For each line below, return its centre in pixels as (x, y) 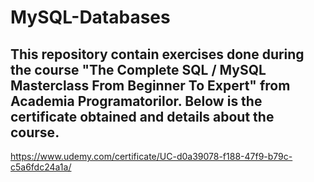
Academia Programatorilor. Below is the (136, 101)
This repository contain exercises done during (157, 54)
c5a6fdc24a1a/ (41, 167)
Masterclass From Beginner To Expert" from (150, 85)
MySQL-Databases (90, 17)
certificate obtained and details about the (142, 116)
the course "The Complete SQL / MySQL (138, 69)
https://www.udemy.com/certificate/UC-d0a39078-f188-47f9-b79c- (151, 156)
